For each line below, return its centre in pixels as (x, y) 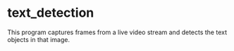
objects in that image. (39, 39)
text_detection (51, 13)
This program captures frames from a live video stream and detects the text (117, 32)
